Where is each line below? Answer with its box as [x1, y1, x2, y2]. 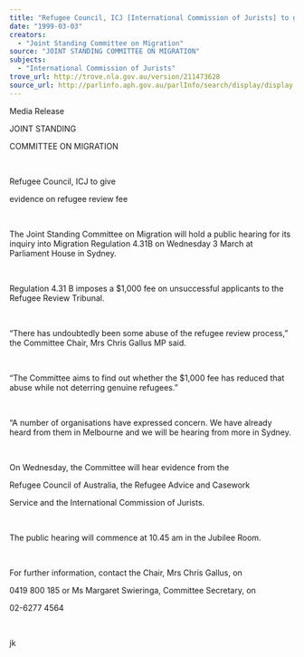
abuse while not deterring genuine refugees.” [9, 382, 178, 392]
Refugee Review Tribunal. [9, 292, 105, 304]
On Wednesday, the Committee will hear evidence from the [9, 461, 230, 472]
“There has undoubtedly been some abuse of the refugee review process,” [9, 327, 289, 338]
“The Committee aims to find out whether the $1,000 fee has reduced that [9, 372, 285, 383]
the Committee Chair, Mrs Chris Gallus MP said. [9, 337, 187, 348]
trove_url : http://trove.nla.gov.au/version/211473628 [9, 72, 221, 82]
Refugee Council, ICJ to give [9, 176, 116, 187]
